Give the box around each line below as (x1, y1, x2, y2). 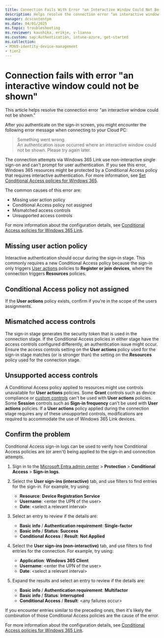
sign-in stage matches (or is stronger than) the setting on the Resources (5, 352, 152, 358)
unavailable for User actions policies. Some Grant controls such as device (5, 390, 156, 396)
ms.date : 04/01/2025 (5, 21, 48, 26)
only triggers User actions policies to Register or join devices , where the (5, 265, 153, 272)
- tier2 (5, 48, 21, 53)
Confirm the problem (5, 430, 70, 439)
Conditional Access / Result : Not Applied (19, 533, 105, 539)
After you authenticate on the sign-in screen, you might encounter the (5, 122, 147, 128)
